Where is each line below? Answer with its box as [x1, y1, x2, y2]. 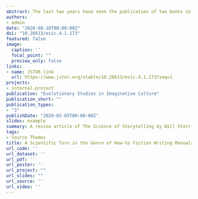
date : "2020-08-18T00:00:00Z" [6, 25, 81, 31]
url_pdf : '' [6, 157, 35, 162]
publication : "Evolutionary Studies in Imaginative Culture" [6, 91, 160, 97]
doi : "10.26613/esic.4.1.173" [6, 31, 81, 37]
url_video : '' [6, 184, 41, 190]
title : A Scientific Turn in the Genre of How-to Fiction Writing [6, 140, 173, 146]
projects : [6, 80, 31, 86]
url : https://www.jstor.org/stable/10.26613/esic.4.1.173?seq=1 [11, 74, 173, 80]
